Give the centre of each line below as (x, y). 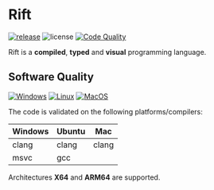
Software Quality (51, 77)
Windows (31, 131)
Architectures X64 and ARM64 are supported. (84, 177)
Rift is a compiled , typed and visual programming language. (107, 52)
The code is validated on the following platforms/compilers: (105, 111)
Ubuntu (71, 131)
